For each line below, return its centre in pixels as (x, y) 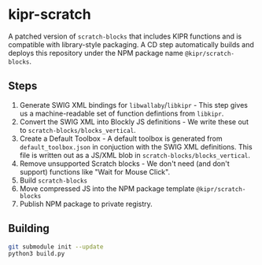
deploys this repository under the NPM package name (96, 53)
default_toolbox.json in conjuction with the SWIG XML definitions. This (136, 146)
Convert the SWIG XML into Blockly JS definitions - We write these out (134, 121)
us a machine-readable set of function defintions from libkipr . (122, 113)
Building (29, 228)
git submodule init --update (56, 247)
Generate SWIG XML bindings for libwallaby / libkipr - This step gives (133, 105)
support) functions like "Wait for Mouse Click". (95, 171)
